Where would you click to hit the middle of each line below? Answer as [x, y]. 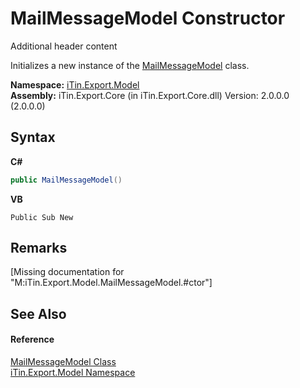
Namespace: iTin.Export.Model [75, 84]
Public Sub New [42, 217]
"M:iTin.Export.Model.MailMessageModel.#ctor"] [111, 283]
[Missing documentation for [67, 272]
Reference [32, 339]
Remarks [39, 248]
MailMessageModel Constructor [148, 18]
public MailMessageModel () [66, 180]
